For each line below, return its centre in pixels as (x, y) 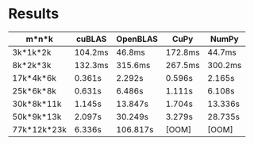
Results (34, 14)
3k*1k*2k (32, 52)
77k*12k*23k (40, 129)
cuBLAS (91, 39)
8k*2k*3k (32, 65)
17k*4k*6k (35, 78)
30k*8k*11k (37, 104)
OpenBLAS (137, 39)
